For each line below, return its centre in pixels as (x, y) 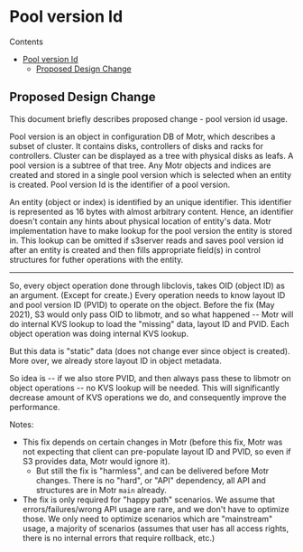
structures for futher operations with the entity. (96, 259)
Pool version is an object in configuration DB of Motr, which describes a (142, 136)
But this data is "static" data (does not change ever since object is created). (150, 351)
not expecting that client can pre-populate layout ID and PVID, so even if (156, 451)
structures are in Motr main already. (101, 490)
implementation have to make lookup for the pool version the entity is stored (151, 230)
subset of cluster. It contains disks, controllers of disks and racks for (137, 145)
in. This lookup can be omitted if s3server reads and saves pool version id (147, 240)
